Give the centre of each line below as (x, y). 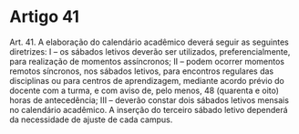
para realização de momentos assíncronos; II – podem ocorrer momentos (147, 61)
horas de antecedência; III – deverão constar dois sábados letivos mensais (149, 100)
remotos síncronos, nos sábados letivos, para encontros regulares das (142, 71)
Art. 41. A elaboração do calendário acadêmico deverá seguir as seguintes (149, 42)
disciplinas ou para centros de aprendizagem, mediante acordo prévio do (147, 80)
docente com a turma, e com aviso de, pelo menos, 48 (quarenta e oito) (144, 90)
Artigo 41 (45, 17)
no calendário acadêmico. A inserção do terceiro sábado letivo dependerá (149, 109)
